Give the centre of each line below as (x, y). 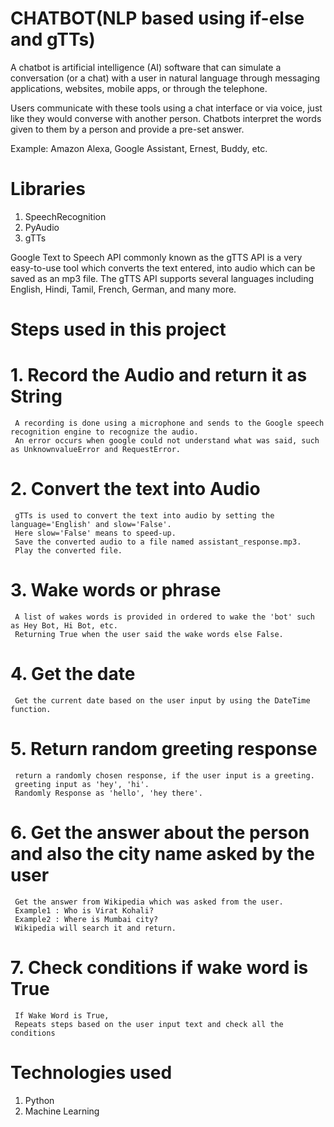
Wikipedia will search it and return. (95, 928)
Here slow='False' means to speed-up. (95, 533)
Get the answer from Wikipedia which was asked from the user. (149, 902)
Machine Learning (62, 1111)
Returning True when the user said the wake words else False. (149, 634)
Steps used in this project (118, 329)
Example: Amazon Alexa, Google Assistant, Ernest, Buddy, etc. (139, 148)
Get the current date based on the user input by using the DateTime (162, 700)
